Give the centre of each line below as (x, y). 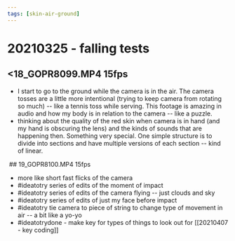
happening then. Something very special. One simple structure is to (115, 136)
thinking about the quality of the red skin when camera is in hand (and (119, 120)
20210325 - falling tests (79, 48)
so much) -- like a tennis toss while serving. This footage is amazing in (120, 106)
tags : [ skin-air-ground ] (43, 14)
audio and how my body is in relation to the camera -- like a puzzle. (115, 113)
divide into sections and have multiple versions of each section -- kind (119, 143)
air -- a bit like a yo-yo (49, 215)
